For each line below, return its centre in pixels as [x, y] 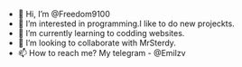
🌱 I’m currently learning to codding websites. [101, 33]
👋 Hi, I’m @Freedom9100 [64, 14]
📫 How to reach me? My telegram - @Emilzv [102, 53]
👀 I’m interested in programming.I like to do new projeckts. [126, 24]
